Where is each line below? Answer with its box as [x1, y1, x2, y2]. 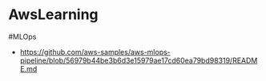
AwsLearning [8, 6, 99, 24]
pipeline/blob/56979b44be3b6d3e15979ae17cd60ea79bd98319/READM [19, 56, 258, 65]
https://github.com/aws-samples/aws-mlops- [19, 47, 171, 56]
